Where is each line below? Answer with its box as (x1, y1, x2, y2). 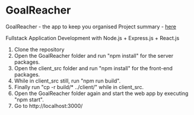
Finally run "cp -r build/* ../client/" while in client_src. (14, 83, 144, 90)
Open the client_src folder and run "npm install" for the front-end (14, 64, 173, 71)
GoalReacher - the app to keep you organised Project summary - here (5, 23, 176, 30)
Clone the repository (14, 45, 65, 53)
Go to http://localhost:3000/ (14, 102, 83, 109)
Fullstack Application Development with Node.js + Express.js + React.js (5, 34, 180, 41)
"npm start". (14, 96, 44, 103)
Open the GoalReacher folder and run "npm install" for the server (14, 52, 173, 59)
